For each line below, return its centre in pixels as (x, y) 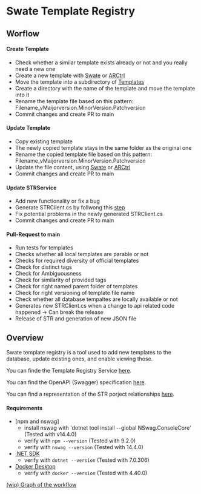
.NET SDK (28, 454)
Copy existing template (44, 141)
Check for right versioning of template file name (75, 293)
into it (22, 95)
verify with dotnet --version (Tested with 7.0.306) (87, 460)
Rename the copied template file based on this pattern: (84, 154)
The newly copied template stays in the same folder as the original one (103, 147)
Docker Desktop (35, 467)
